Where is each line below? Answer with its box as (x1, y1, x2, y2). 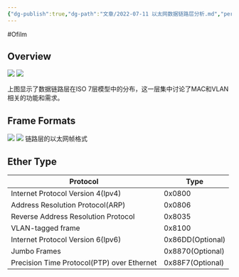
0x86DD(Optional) (163, 235, 226, 245)
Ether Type (7, 156, 57, 168)
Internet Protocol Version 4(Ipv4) (11, 189, 122, 199)
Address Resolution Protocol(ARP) (11, 200, 126, 210)
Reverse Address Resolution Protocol (11, 212, 135, 222)
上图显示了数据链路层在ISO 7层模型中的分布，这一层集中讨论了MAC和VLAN (7, 85, 229, 93)
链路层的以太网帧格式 (24, 134, 87, 143)
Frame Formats (7, 114, 76, 126)
